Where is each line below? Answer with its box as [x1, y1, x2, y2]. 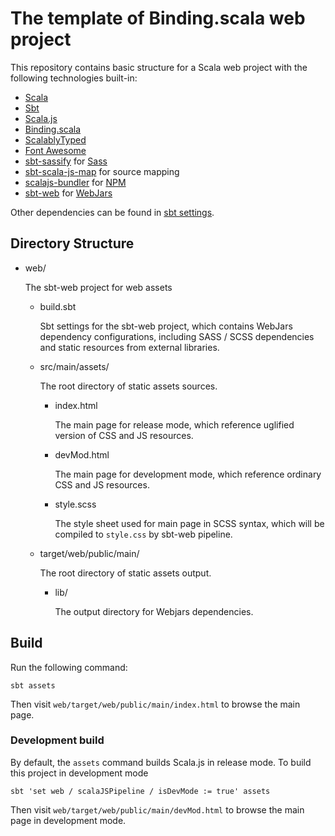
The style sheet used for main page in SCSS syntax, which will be [54, 517, 325, 529]
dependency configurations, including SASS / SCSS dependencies [39, 330, 315, 342]
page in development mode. [10, 814, 127, 826]
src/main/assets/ [39, 360, 110, 372]
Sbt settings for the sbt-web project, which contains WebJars [39, 320, 293, 332]
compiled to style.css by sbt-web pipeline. [54, 528, 233, 540]
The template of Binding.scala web [10, 7, 306, 30]
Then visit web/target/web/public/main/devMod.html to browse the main [10, 803, 305, 816]
